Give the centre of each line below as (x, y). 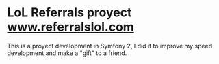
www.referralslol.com (71, 27)
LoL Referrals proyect (69, 13)
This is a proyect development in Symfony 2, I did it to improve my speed (110, 46)
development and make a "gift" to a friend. (67, 53)
